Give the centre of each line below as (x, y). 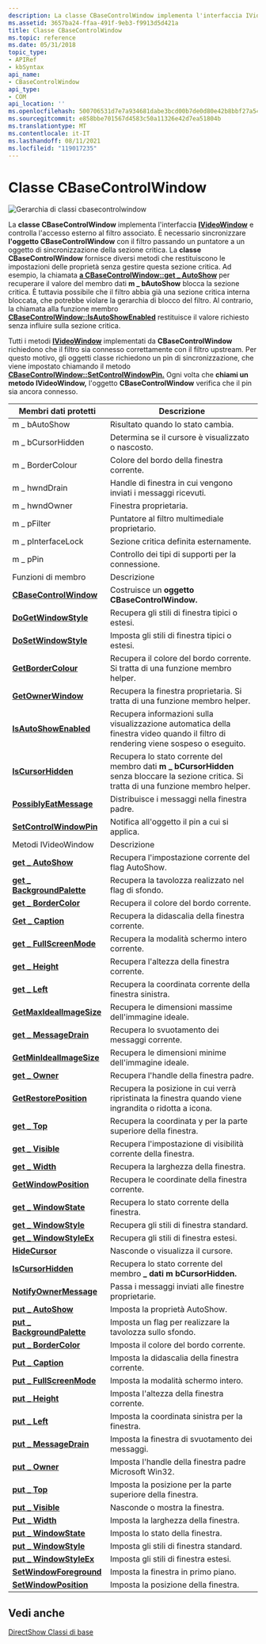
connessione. (135, 564)
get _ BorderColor (46, 903)
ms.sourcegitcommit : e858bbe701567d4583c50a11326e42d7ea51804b (115, 119)
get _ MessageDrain (51, 1035)
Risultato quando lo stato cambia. (172, 425)
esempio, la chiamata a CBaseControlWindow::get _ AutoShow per (119, 275)
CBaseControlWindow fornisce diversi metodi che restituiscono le (117, 258)
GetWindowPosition (51, 1184)
